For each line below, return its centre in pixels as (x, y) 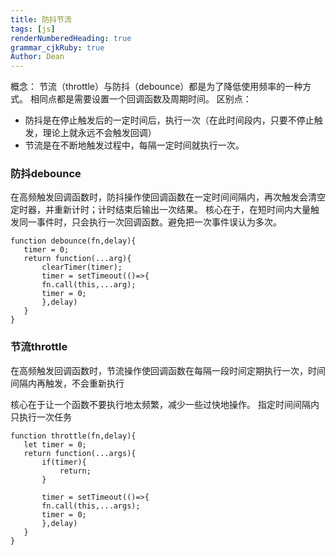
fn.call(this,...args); (91, 506)
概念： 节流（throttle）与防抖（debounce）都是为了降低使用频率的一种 (156, 87)
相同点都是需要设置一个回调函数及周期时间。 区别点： (140, 99)
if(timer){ (64, 462)
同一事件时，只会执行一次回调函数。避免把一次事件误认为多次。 (150, 222)
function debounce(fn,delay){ (73, 241)
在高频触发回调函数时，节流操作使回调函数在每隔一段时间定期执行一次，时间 (168, 370)
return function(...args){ (80, 453)
